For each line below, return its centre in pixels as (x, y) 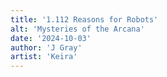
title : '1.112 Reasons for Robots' (84, 19)
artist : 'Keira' (44, 57)
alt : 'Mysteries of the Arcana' (77, 29)
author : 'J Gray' (46, 47)
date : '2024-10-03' (51, 38)
